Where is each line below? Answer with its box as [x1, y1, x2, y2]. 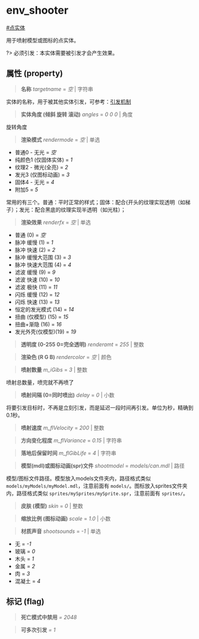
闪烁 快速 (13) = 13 [14, 298, 60, 306]
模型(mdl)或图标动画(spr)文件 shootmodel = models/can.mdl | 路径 [20, 462, 185, 469]
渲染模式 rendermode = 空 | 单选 [20, 136, 100, 143]
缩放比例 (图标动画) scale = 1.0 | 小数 [20, 515, 111, 522]
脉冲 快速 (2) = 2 [14, 246, 56, 253]
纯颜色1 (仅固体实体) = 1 [14, 156, 73, 163]
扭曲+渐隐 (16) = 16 [14, 320, 62, 328]
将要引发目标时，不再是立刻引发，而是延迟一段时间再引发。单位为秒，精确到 [6, 404, 194, 411]
